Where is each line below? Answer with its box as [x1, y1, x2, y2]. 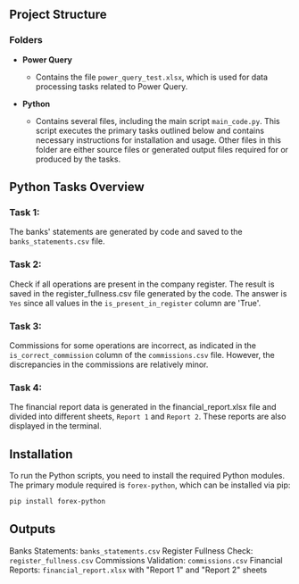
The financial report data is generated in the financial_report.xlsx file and [9, 402, 277, 413]
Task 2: [9, 258, 42, 271]
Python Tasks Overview [9, 179, 145, 195]
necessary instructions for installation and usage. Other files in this [35, 134, 281, 146]
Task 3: [9, 320, 42, 332]
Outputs [9, 521, 56, 537]
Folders [9, 34, 43, 46]
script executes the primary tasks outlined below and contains [35, 125, 265, 136]
